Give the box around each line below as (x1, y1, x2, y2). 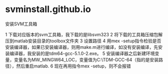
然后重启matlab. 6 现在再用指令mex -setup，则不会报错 (16, 63, 131, 69)
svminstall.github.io (5, 4, 92, 15)
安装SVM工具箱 (5, 21, 38, 27)
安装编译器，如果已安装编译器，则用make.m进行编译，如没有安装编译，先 (5, 44, 158, 50)
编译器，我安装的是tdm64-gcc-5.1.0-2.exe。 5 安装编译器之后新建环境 (9, 50, 155, 56)
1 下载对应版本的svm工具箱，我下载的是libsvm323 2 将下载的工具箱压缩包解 (5, 31, 163, 37)
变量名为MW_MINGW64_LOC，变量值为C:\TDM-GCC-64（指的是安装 (14, 56, 159, 62)
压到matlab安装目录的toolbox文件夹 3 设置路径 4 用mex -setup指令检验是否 (5, 38, 162, 44)
